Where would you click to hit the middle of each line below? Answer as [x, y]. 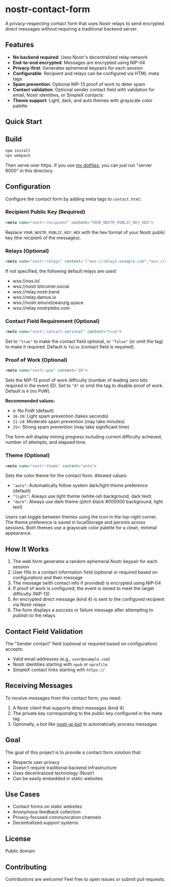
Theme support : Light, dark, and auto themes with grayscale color [82, 100]
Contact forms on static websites [47, 807]
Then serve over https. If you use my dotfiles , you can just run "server [79, 165]
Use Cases [23, 794]
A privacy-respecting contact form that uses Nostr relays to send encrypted [85, 23]
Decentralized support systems [46, 823]
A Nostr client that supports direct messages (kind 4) [68, 707]
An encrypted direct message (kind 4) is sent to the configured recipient [88, 599]
